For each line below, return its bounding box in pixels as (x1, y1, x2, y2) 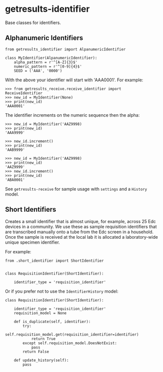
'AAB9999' (5, 147, 25, 152)
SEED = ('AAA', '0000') (14, 68, 63, 73)
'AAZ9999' (5, 164, 25, 170)
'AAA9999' (5, 130, 25, 135)
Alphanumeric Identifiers (5, 34, 83, 42)
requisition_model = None (14, 310, 67, 316)
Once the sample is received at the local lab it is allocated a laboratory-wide (5, 234, 158, 240)
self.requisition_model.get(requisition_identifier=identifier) (5, 332, 139, 337)
